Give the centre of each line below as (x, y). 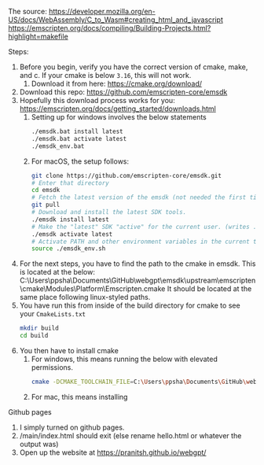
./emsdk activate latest (72, 234)
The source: (27, 11)
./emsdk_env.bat (58, 146)
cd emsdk (46, 190)
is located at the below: (57, 272)
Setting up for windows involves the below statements (119, 117)
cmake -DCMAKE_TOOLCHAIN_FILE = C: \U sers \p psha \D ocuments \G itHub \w (140, 382)
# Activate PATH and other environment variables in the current (140, 242)
